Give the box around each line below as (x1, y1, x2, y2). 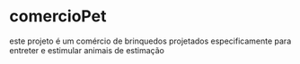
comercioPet (9, 6, 107, 27)
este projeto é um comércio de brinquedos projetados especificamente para (9, 36, 292, 46)
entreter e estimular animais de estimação (9, 44, 164, 55)
